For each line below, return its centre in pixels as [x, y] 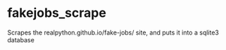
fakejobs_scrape [57, 13]
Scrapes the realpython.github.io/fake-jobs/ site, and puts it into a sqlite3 [113, 32]
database [21, 39]
